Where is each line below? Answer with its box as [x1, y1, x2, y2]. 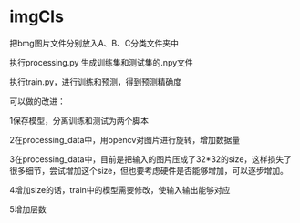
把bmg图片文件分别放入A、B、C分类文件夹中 [9, 37, 180, 48]
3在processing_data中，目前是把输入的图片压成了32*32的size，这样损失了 [9, 153, 293, 165]
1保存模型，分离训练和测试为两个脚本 [9, 115, 149, 126]
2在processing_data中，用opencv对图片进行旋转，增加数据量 [9, 134, 241, 145]
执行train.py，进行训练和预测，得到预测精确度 [9, 76, 182, 87]
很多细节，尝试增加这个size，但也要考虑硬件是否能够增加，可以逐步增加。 [9, 165, 289, 176]
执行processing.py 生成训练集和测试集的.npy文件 [9, 56, 193, 67]
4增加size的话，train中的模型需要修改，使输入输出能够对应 [9, 184, 231, 195]
